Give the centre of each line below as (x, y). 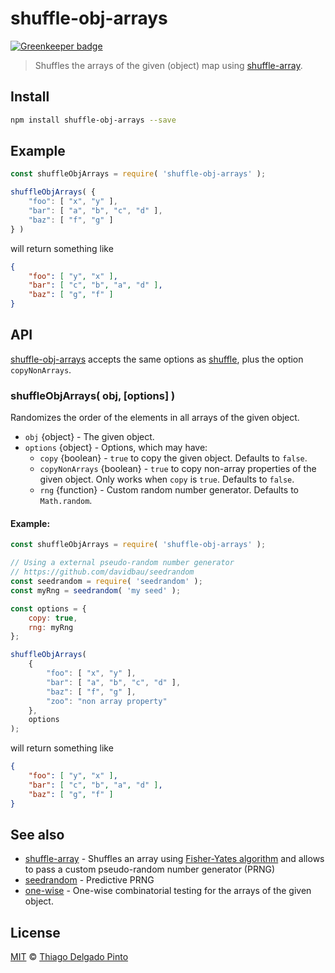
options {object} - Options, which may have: (116, 448)
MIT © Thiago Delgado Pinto (69, 957)
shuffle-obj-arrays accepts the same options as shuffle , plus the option (157, 359)
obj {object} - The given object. (89, 437)
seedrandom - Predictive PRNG (89, 880)
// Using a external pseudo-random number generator (122, 563)
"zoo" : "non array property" (107, 701)
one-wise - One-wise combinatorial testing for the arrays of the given (168, 891)
